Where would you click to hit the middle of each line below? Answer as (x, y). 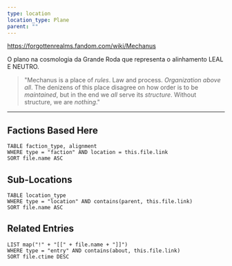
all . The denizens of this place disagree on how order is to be (111, 88)
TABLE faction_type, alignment (52, 146)
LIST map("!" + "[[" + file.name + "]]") (68, 245)
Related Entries (41, 229)
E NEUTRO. (23, 67)
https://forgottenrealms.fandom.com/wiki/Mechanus (82, 46)
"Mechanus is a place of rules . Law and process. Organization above (122, 80)
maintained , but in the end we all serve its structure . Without (110, 95)
